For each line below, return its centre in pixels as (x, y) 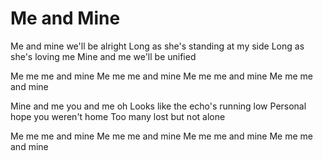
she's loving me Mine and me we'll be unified (103, 56)
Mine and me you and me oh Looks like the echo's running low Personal (158, 106)
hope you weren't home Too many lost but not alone (118, 116)
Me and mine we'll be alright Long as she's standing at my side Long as (157, 46)
